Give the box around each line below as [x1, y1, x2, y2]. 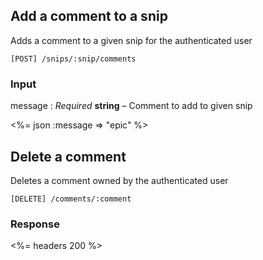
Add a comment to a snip [10, 8, 168, 25]
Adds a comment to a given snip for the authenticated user [10, 34, 253, 46]
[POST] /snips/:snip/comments [10, 54, 137, 64]
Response [10, 217, 60, 231]
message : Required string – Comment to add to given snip [10, 100, 253, 112]
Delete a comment [10, 148, 127, 165]
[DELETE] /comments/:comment [10, 194, 132, 204]
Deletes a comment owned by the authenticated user [10, 174, 229, 186]
